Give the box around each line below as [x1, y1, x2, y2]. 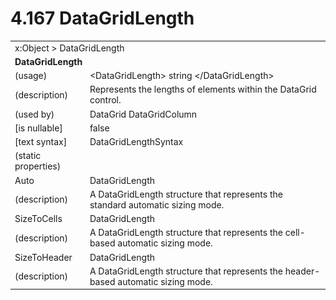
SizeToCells [14, 213, 63, 225]
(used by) [14, 108, 55, 120]
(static [14, 150, 42, 162]
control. [89, 94, 122, 106]
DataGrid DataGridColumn [89, 108, 198, 120]
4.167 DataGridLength [10, 7, 195, 30]
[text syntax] [14, 136, 68, 148]
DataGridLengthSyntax [89, 136, 184, 148]
